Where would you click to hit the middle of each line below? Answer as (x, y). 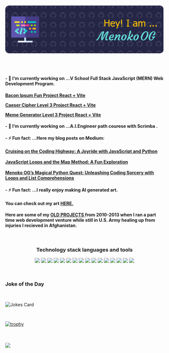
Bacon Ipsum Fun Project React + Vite (45, 95)
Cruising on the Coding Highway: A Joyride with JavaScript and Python (81, 151)
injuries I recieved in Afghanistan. (41, 226)
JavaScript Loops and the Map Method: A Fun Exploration (67, 162)
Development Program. (30, 84)
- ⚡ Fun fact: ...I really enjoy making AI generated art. (62, 190)
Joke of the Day (25, 284)
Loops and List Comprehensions (40, 178)
